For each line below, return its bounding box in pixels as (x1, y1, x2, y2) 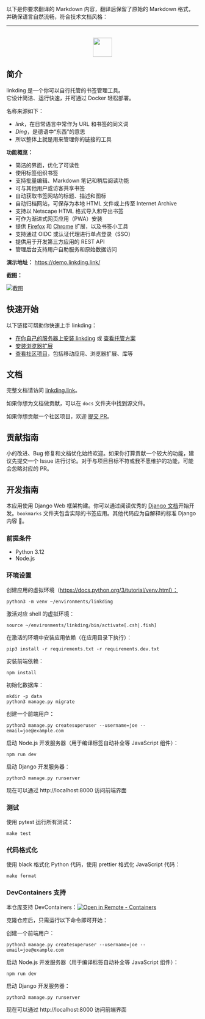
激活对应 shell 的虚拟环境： (6, 610, 75, 617)
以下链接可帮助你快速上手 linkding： (6, 322, 98, 329)
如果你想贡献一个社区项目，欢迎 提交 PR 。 (6, 413, 113, 420)
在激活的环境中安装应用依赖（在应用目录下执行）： (6, 633, 132, 641)
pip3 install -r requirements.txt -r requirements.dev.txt (6, 646, 160, 652)
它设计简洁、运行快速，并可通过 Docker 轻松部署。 (6, 94, 135, 101)
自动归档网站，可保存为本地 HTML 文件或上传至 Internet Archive (15, 199, 177, 207)
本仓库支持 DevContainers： (6, 903, 77, 911)
